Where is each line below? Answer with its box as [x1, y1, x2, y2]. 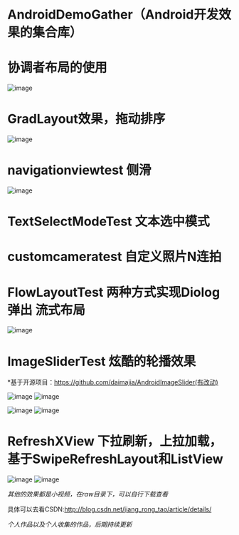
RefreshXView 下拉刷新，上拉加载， [7, 433, 223, 449]
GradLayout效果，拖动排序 [7, 111, 166, 127]
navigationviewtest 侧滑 [7, 162, 152, 178]
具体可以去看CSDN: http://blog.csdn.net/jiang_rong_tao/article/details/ [7, 505, 212, 514]
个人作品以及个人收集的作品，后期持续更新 [7, 520, 132, 529]
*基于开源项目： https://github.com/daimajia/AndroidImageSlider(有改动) [7, 378, 218, 387]
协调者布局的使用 [7, 60, 108, 76]
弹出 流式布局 [7, 302, 85, 318]
